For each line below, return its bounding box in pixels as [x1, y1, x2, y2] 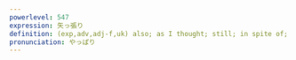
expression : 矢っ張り [9, 21, 84, 30]
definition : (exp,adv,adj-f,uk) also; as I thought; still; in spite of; [9, 29, 289, 38]
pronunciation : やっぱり [9, 37, 96, 47]
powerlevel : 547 [9, 12, 69, 22]
